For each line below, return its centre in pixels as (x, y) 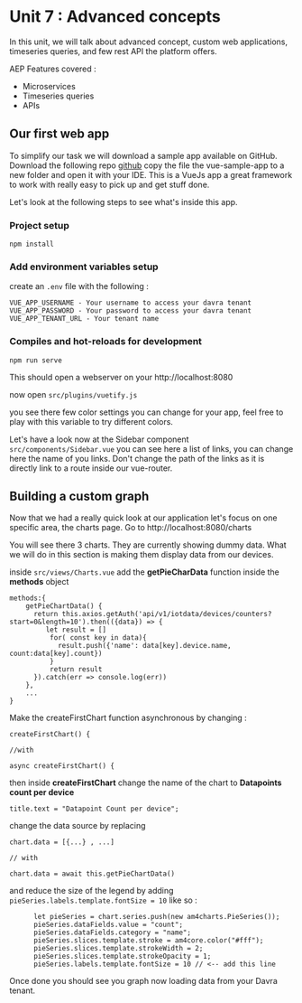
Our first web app (59, 134)
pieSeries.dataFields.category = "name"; (112, 933)
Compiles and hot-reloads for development (106, 342)
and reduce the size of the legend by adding (92, 891)
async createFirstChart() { (62, 766)
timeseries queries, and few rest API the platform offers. (114, 51)
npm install (32, 244)
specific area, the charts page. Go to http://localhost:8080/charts (131, 528)
